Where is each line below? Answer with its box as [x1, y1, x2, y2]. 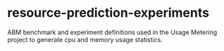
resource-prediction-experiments [7, 5, 210, 21]
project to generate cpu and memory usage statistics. [7, 35, 163, 43]
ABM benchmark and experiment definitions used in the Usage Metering [7, 28, 218, 36]
